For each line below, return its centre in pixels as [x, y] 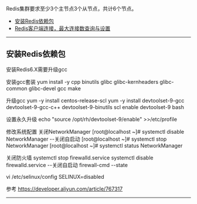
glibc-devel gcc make [55, 88]
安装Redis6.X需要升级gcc [37, 69]
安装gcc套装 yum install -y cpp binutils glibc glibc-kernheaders [82, 81]
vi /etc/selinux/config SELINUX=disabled [55, 176]
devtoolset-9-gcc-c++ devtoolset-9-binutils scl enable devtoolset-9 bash [95, 107]
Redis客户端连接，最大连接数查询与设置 [62, 28]
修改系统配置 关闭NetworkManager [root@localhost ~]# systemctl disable [95, 131]
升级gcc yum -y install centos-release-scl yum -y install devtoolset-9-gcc [95, 100]
